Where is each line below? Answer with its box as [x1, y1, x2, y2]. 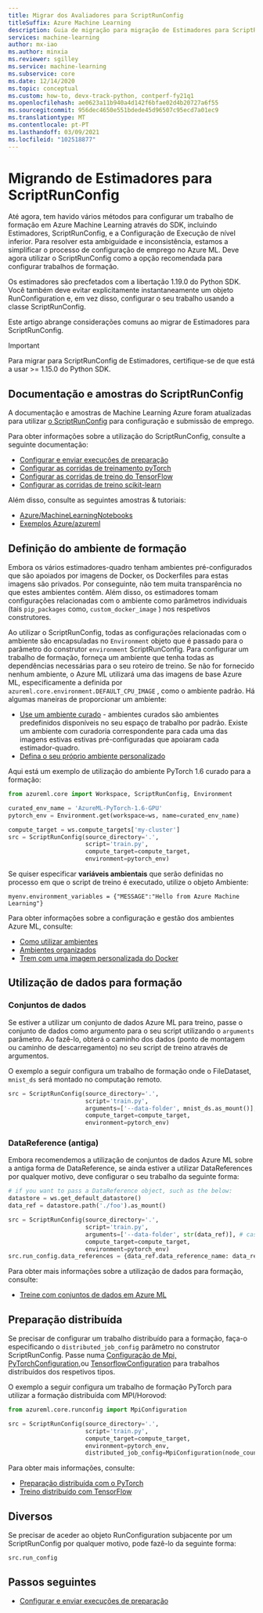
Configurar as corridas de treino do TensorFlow [19, 472, 174, 481]
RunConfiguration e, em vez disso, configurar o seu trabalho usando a [8, 294, 235, 303]
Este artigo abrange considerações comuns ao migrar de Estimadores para [8, 317, 250, 327]
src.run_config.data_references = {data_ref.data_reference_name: [8, 1253, 229, 1261]
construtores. [8, 613, 52, 622]
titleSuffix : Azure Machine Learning [8, 19, 131, 27]
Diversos [8, 1509, 53, 1523]
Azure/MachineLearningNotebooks [19, 511, 133, 520]
